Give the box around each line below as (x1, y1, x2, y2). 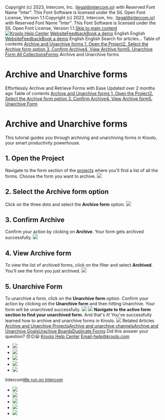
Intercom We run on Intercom (5, 376, 63, 382)
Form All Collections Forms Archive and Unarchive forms (5, 51, 119, 57)
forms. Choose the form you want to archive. (5, 173, 96, 179)
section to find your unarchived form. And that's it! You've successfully (5, 312, 152, 318)
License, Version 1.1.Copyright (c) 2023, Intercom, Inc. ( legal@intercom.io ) (5, 15, 155, 20)
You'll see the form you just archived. (5, 268, 81, 274)
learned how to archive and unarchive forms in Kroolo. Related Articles (5, 318, 155, 324)
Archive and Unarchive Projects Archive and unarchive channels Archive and (5, 323, 159, 328)
